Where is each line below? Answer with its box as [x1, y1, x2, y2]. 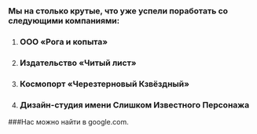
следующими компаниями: [8, 15, 120, 26]
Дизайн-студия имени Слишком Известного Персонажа [19, 100, 250, 110]
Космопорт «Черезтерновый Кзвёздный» [19, 78, 190, 89]
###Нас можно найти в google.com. [8, 117, 129, 126]
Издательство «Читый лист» [19, 57, 137, 68]
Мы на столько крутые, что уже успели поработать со [8, 5, 229, 16]
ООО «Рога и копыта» [19, 36, 108, 47]
